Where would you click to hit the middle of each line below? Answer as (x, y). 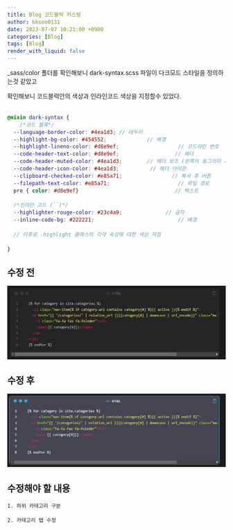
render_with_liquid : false (46, 51)
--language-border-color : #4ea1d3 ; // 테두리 (78, 132)
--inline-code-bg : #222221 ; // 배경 (105, 220)
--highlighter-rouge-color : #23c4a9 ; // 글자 (99, 213)
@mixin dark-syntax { (38, 117)
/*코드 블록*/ (37, 125)
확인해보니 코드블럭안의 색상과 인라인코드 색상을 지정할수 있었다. (94, 96)
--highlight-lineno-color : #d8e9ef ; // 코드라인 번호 (116, 147)
